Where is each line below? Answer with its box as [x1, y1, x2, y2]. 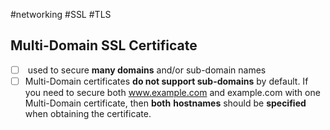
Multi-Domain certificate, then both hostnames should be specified [24, 97, 307, 109]
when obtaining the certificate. [24, 107, 152, 119]
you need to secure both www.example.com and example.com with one [24, 86, 321, 98]
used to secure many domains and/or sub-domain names [27, 64, 267, 76]
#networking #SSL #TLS [10, 9, 112, 20]
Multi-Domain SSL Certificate [10, 37, 198, 54]
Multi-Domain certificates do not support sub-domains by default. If [24, 75, 309, 87]
